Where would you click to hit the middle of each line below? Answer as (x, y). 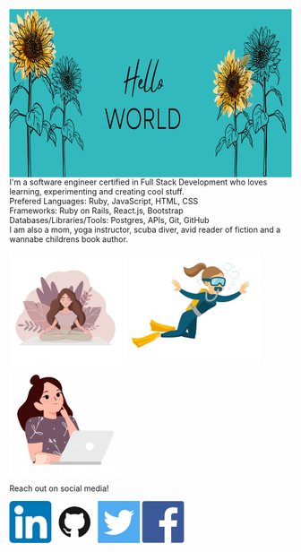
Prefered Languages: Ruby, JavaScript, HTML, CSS (104, 201)
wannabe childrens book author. (69, 239)
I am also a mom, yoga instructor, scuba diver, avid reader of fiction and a (145, 229)
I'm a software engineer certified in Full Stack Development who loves (138, 182)
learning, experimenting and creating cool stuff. (97, 191)
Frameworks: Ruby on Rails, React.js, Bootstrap (96, 211)
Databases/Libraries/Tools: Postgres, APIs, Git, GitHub (109, 220)
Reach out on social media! (59, 488)
